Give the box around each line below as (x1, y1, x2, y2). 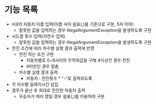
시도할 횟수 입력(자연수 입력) (11, 33, 66, 39)
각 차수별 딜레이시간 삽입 (11, 81, 59, 87)
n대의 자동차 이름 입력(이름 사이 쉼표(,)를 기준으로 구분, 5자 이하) (11, 21, 134, 27)
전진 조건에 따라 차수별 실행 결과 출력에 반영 (11, 45, 95, 51)
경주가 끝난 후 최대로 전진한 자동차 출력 (11, 87, 86, 93)
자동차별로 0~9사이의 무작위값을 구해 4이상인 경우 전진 (26, 57, 130, 63)
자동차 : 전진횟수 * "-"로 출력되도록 (26, 75, 93, 81)
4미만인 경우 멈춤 (26, 63, 59, 69)
